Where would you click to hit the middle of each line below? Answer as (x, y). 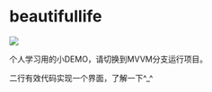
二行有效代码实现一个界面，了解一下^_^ (81, 78)
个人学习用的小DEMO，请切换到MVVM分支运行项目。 (109, 59)
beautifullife (56, 17)
